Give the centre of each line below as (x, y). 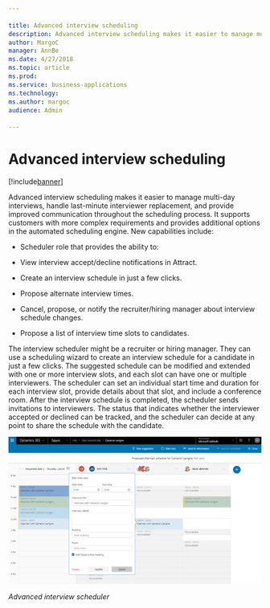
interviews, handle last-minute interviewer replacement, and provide (121, 206)
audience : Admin (35, 110)
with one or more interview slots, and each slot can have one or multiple (128, 374)
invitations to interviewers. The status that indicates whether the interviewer (134, 409)
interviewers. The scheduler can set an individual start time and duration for (134, 383)
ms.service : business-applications (68, 84)
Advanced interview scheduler (59, 596)
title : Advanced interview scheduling (73, 25)
